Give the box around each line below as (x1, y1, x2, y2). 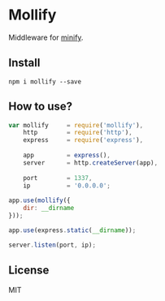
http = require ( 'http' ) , (23, 128, 132, 137)
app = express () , (23, 152, 111, 160)
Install (8, 56, 41, 70)
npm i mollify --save (8, 77, 82, 86)
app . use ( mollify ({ (8, 196, 71, 204)
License (8, 264, 50, 277)
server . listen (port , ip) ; (8, 241, 96, 249)
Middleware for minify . (8, 32, 84, 42)
